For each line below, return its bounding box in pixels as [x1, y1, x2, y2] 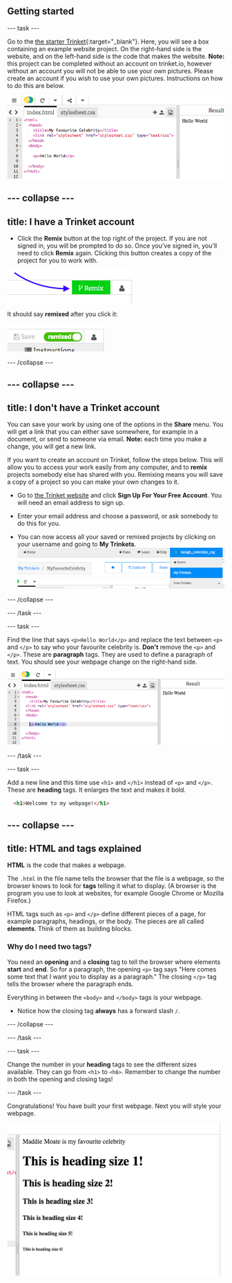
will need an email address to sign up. [17, 498, 125, 507]
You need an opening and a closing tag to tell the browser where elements [7, 958, 221, 966]
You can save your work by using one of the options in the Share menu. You [7, 420, 224, 428]
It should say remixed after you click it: [7, 310, 118, 318]
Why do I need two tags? [7, 942, 92, 952]
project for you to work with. [17, 256, 98, 265]
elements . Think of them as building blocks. [7, 925, 133, 933]
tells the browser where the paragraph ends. [7, 979, 134, 988]
